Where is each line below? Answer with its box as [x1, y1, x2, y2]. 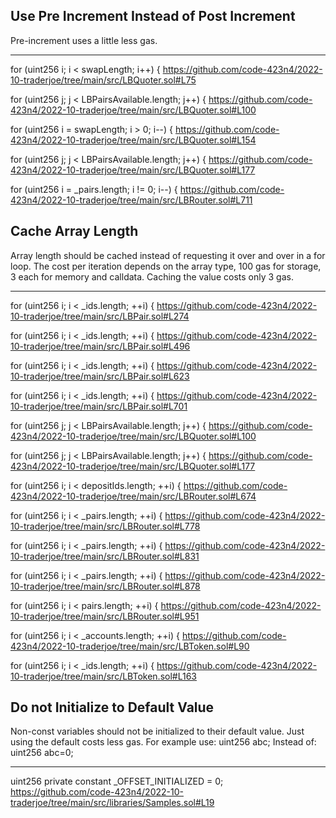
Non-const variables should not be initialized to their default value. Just [10, 725, 305, 738]
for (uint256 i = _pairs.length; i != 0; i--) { [10, 183, 178, 195]
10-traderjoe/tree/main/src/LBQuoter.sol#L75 [10, 74, 197, 86]
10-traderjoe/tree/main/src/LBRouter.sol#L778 [10, 520, 201, 532]
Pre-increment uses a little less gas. [10, 34, 158, 46]
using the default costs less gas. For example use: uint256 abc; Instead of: [10, 736, 317, 748]
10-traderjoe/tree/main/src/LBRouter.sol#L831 [10, 550, 200, 562]
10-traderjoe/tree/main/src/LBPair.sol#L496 [10, 340, 191, 352]
